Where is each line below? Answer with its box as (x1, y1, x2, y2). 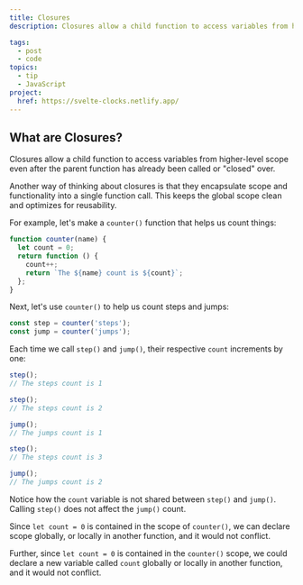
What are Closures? (9, 130, 124, 145)
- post (17, 46, 42, 55)
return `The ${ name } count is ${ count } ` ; (25, 268, 183, 278)
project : (9, 87, 42, 97)
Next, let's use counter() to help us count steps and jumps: (9, 301, 230, 312)
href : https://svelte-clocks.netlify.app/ (17, 96, 179, 105)
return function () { (17, 251, 99, 261)
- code (17, 55, 42, 64)
